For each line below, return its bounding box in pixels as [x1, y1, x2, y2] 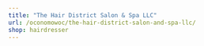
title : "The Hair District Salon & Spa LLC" [8, 11, 157, 19]
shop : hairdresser [8, 26, 69, 34]
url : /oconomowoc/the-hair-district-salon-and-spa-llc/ [8, 19, 196, 27]
